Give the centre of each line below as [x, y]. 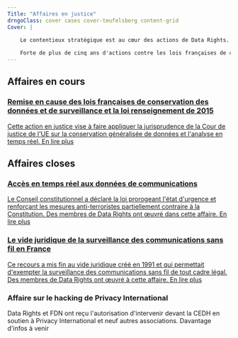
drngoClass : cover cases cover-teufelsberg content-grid [93, 21]
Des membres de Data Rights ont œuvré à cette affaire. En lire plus [105, 279]
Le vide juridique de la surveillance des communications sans [115, 240]
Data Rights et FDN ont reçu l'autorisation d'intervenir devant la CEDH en [114, 313]
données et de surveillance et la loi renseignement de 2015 [110, 111]
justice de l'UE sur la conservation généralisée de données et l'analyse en [115, 134]
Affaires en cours [46, 82]
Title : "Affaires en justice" [52, 14]
